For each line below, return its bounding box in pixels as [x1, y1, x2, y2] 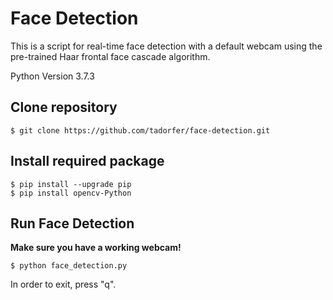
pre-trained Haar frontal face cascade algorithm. [10, 50, 211, 62]
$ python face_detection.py [10, 261, 128, 271]
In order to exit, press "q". [10, 278, 117, 291]
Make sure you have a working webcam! [10, 242, 182, 254]
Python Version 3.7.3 [10, 70, 95, 82]
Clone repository [10, 99, 118, 116]
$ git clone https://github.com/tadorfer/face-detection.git [10, 125, 271, 136]
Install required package [10, 153, 165, 170]
